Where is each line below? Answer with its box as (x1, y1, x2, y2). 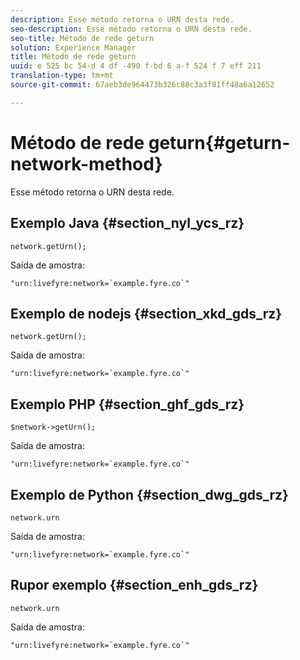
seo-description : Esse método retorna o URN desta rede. (10, 24, 253, 34)
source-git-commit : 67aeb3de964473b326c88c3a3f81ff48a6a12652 (10, 80, 275, 90)
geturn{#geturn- (148, 131, 291, 154)
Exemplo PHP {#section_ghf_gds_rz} (10, 396, 245, 413)
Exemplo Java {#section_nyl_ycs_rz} (10, 215, 245, 232)
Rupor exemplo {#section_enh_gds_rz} (10, 577, 259, 594)
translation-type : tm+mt (10, 71, 114, 81)
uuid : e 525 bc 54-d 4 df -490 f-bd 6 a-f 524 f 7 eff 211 (10, 61, 262, 71)
